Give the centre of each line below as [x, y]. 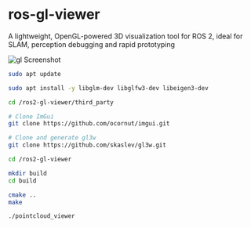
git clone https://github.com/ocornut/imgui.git [89, 124]
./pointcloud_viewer [42, 216]
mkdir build [27, 173]
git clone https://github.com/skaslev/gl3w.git [87, 145]
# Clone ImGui [31, 116]
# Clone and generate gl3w [52, 138]
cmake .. [22, 195]
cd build [22, 181]
